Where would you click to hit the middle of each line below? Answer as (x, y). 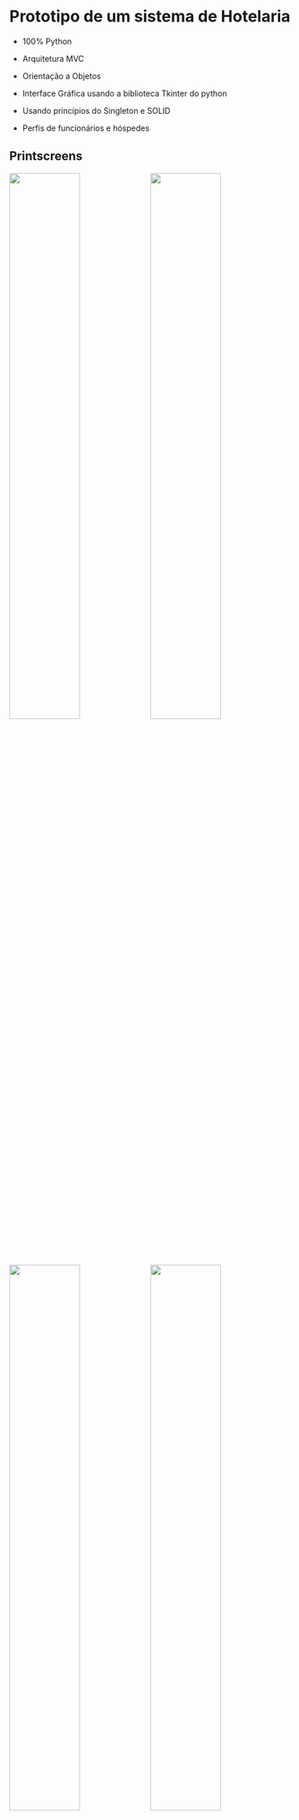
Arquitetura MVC (53, 58)
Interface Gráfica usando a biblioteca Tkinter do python (124, 93)
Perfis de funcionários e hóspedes (86, 128)
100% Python (47, 41)
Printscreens (46, 156)
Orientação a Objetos (61, 76)
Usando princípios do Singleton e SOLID (96, 110)
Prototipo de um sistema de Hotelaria (150, 17)
